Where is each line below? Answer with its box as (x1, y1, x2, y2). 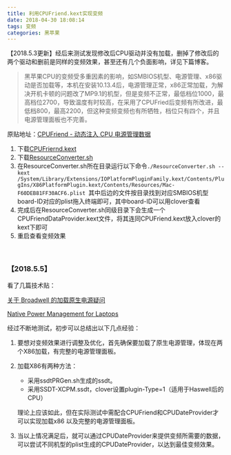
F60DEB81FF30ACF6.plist (17, 190, 86, 197)
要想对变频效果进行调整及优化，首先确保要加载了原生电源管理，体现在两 (17, 338, 223, 347)
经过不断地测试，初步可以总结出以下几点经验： (7, 323, 140, 332)
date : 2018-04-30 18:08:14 (7, 17, 85, 23)
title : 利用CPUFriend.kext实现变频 (7, 10, 103, 17)
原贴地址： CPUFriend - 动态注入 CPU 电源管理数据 (7, 130, 152, 139)
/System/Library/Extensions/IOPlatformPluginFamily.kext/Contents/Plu (17, 176, 225, 183)
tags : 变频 (7, 23, 37, 30)
